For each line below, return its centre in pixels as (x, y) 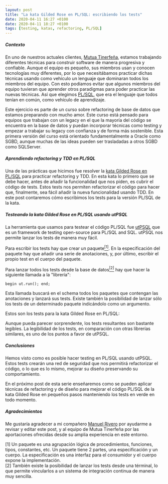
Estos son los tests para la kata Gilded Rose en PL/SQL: (62, 313)
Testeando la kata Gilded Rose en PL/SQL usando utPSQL (66, 214)
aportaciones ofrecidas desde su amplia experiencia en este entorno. (77, 435)
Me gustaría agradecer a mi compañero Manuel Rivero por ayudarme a (78, 424)
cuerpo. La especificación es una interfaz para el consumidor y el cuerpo (81, 455)
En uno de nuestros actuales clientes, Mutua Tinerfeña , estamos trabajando (83, 57)
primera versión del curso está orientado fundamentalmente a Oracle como (83, 136)
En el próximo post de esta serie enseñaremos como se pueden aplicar (78, 384)
